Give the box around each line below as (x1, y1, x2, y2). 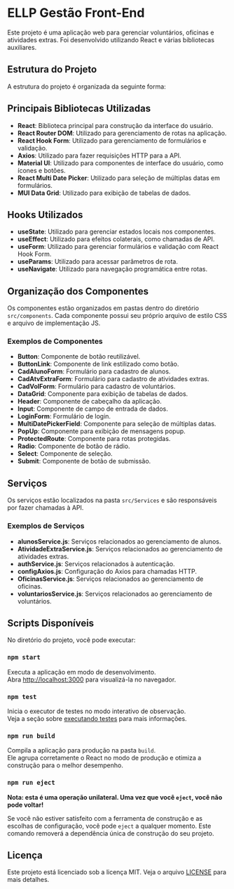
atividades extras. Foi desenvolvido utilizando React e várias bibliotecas (7, 35, 215, 44)
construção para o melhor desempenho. (7, 761, 124, 769)
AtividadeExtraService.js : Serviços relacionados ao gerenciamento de (17, 544, 223, 553)
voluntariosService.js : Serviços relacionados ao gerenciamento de (17, 589, 212, 598)
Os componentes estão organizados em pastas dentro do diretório (7, 304, 200, 312)
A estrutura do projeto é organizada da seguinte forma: (7, 82, 166, 91)
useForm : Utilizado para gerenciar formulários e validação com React (17, 243, 219, 251)
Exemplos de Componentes (7, 336, 103, 346)
